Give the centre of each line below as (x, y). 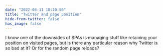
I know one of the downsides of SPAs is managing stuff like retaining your (81, 38)
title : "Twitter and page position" (43, 14)
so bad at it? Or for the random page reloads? (52, 48)
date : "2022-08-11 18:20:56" (36, 10)
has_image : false (23, 24)
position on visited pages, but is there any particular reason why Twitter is (81, 43)
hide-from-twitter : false (32, 19)
